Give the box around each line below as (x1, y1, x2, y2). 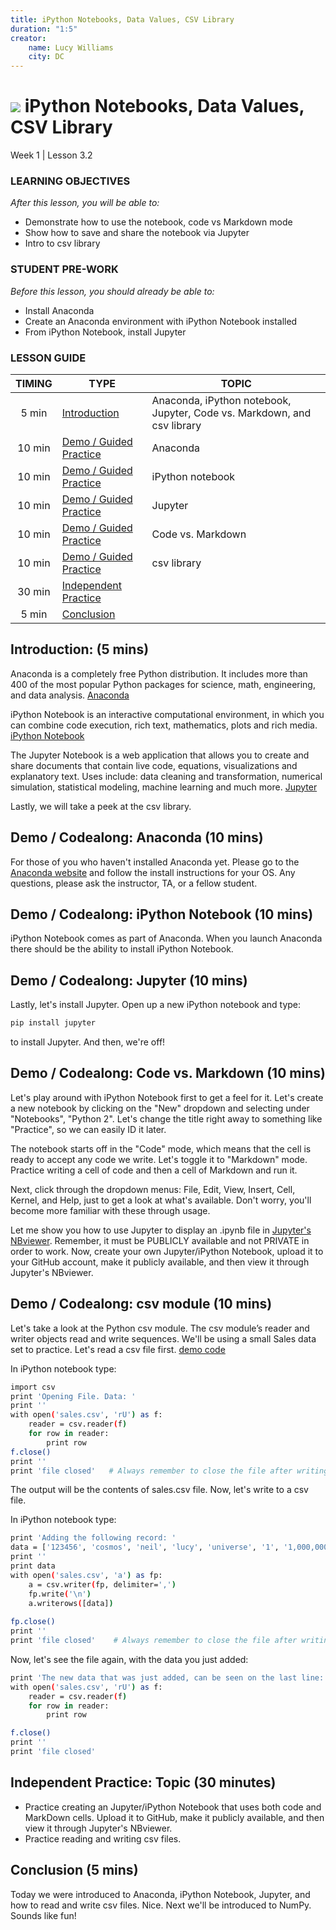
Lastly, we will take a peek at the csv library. (10, 800, 192, 812)
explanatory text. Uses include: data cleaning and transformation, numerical (10, 770, 323, 782)
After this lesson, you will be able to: (10, 197, 160, 209)
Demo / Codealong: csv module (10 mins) (10, 1296, 273, 1313)
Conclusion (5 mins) (10, 1862, 139, 1879)
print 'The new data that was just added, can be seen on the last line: (10, 1672, 325, 1683)
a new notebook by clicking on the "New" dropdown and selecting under (10, 1102, 310, 1114)
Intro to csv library (24, 237, 101, 250)
